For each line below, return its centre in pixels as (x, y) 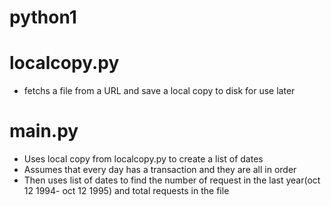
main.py (44, 131)
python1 (43, 17)
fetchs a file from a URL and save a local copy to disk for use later (159, 91)
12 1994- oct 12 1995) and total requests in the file (126, 191)
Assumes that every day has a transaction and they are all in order (160, 170)
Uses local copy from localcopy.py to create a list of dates (143, 159)
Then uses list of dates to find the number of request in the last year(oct (172, 180)
